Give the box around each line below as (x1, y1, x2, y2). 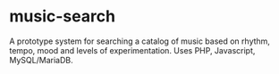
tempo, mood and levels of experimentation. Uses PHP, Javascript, (9, 45, 256, 55)
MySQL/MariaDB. (9, 54, 73, 65)
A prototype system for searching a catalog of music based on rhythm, (9, 36, 271, 46)
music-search (9, 6, 116, 27)
